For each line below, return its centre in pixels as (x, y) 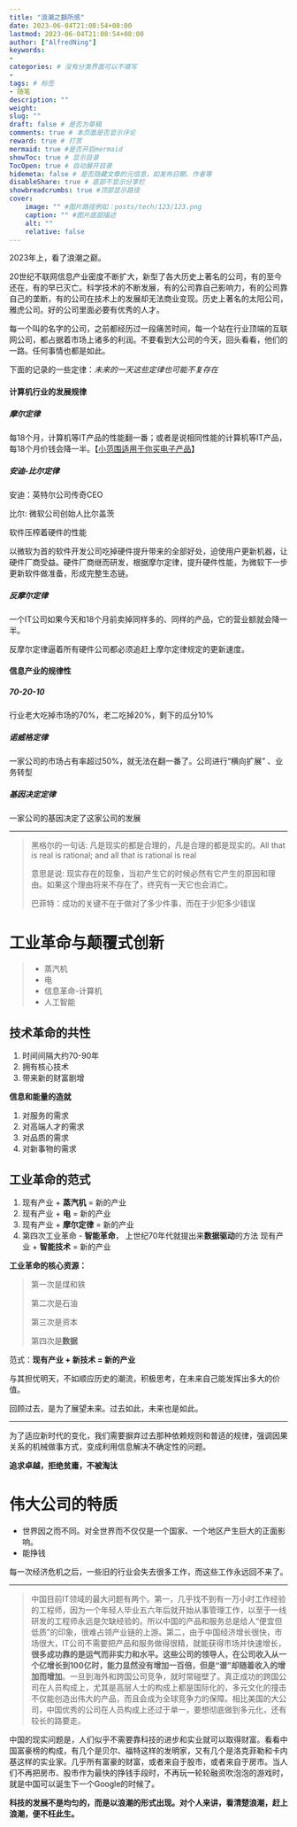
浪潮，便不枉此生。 (44, 1814)
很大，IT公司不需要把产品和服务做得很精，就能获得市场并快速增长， (162, 1643)
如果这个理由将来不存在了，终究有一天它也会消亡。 (139, 885)
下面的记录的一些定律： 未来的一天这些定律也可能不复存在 (114, 369)
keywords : (27, 51)
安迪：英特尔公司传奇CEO (56, 494)
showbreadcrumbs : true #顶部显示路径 (75, 190)
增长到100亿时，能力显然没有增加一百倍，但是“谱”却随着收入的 (162, 1665)
